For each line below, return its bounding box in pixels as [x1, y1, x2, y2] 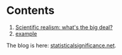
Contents [6, 4, 55, 18]
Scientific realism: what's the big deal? [15, 24, 113, 31]
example [15, 30, 37, 37]
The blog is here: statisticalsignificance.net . [6, 42, 116, 49]
